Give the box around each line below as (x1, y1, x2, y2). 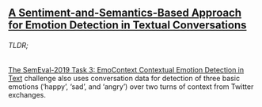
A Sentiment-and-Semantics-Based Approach (8, 6, 242, 20)
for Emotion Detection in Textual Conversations (8, 19, 247, 32)
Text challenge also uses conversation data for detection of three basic (8, 73, 240, 83)
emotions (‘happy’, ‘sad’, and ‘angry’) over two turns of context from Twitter (8, 82, 254, 91)
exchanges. (8, 90, 46, 99)
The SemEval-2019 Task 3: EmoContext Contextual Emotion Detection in (8, 65, 245, 74)
